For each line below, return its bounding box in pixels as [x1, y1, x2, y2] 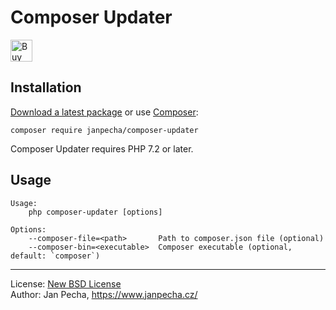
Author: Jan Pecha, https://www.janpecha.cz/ [10, 288, 198, 300]
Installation [10, 79, 82, 96]
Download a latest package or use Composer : [10, 106, 199, 118]
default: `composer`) [10, 251, 101, 261]
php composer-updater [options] [28, 207, 163, 217]
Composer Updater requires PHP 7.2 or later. [10, 142, 194, 155]
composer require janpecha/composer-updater [10, 125, 199, 135]
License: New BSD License [10, 277, 122, 290]
